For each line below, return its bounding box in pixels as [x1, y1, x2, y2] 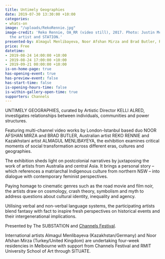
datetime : [5, 48, 26, 53]
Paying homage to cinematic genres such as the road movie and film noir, [5, 183, 154, 189]
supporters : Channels [5, 94, 50, 99]
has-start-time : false [5, 80, 52, 85]
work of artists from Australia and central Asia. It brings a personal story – [5, 163, 155, 169]
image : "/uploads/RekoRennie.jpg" [5, 26, 76, 30]
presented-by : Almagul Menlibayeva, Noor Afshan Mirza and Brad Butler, [5, 39, 157, 44]
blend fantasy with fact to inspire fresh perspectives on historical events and [5, 208, 160, 214]
